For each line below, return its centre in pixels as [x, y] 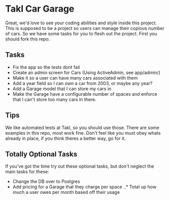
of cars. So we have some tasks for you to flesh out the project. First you [81, 33]
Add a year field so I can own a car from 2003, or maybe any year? [82, 83]
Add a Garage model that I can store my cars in [62, 89]
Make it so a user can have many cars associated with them [75, 78]
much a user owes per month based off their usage [66, 192]
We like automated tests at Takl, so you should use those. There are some [82, 128]
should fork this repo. [28, 39]
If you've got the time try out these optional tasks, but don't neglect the [80, 166]
